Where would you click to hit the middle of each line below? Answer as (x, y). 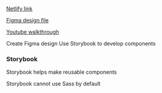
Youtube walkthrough (33, 32)
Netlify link (19, 9)
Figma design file (28, 20)
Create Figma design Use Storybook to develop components (81, 43)
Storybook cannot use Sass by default (53, 84)
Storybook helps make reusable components (61, 72)
